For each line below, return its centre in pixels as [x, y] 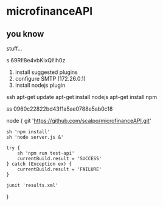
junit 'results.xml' [33, 185]
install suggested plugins [46, 72]
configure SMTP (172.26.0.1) [50, 79]
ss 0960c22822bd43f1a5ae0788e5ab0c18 [60, 109]
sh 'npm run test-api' [46, 153]
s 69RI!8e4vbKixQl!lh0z [36, 60]
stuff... [14, 48]
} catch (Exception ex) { [39, 164]
